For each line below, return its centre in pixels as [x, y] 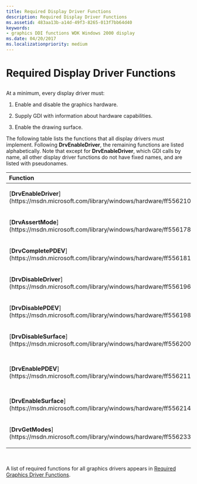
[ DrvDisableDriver [35, 280]
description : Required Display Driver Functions [67, 17]
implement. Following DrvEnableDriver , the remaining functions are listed [95, 145]
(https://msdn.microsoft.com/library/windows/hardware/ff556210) [101, 201]
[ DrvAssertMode [33, 222]
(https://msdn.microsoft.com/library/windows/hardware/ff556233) [101, 437]
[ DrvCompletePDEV [37, 251]
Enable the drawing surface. [49, 127]
